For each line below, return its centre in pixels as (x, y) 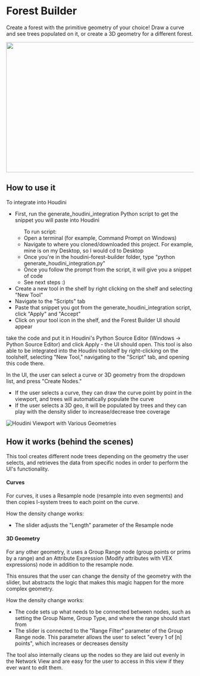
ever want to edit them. (35, 667)
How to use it (31, 188)
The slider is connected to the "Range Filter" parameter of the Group (99, 630)
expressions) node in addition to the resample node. (70, 564)
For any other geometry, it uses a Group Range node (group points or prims (99, 552)
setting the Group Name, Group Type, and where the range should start (102, 618)
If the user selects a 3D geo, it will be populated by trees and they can (101, 405)
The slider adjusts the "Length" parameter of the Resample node (94, 525)
